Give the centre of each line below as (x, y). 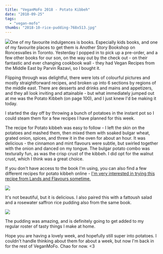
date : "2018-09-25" (25, 14)
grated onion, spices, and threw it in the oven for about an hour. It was (75, 138)
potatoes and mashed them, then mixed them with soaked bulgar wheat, (78, 133)
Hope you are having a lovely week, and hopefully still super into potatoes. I (81, 236)
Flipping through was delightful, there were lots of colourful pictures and (78, 78)
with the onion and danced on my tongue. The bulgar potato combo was (77, 148)
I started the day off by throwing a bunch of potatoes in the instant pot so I (80, 113)
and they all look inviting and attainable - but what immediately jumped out (80, 93)
